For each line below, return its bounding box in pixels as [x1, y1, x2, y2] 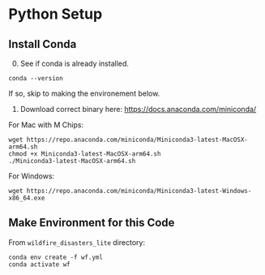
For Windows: [8, 171, 55, 181]
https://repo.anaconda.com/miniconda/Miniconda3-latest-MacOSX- [26, 135, 249, 144]
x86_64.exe [8, 194, 45, 202]
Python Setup [8, 5, 103, 24]
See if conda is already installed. [19, 58, 130, 68]
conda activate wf [8, 260, 71, 269]
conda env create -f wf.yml [8, 253, 104, 261]
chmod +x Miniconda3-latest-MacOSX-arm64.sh [8, 150, 161, 158]
